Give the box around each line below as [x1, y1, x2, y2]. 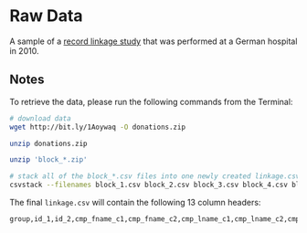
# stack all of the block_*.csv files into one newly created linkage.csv [9, 172, 301, 181]
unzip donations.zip [9, 139, 89, 148]
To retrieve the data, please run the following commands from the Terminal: [9, 96, 293, 107]
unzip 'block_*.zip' [9, 155, 89, 164]
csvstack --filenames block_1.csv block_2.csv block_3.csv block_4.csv [9, 180, 288, 190]
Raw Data [9, 5, 84, 26]
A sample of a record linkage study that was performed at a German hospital [9, 36, 298, 47]
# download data [9, 113, 71, 123]
